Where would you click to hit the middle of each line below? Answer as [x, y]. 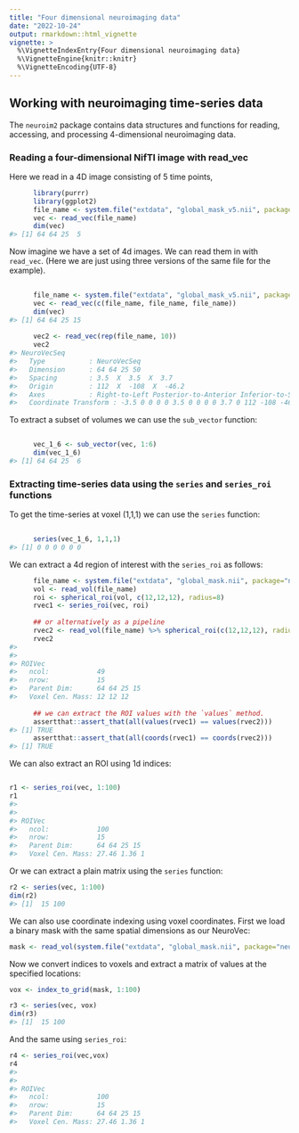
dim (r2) [24, 895]
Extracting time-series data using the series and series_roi [140, 484]
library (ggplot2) [65, 201]
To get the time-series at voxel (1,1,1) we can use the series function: [135, 514]
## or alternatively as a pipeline [99, 622]
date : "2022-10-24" [45, 26]
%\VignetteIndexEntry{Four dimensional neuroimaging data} [129, 51]
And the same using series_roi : [68, 1039]
